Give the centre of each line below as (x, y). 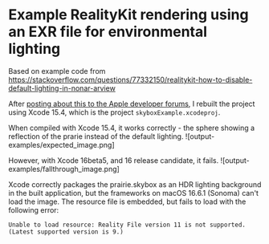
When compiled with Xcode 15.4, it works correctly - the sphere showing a (132, 128)
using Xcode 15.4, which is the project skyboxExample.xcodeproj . (114, 112)
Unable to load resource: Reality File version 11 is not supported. (127, 225)
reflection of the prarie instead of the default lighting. (96, 136)
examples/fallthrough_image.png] (64, 169)
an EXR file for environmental (108, 32)
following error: (34, 209)
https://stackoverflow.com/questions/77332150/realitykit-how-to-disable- (130, 79)
